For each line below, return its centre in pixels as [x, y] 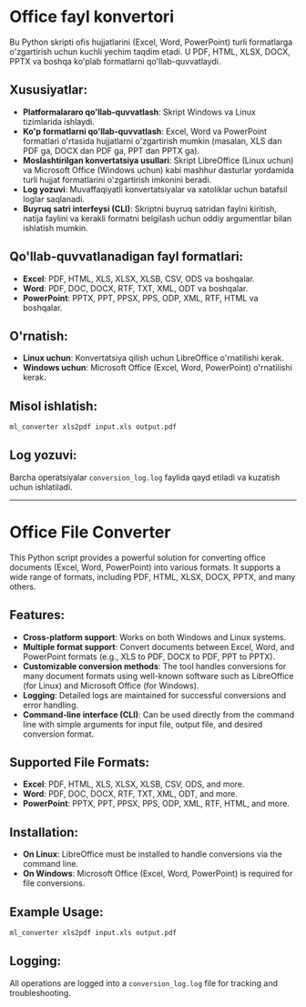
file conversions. [54, 883]
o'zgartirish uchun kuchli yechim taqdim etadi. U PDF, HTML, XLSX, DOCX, [150, 51]
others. [23, 586]
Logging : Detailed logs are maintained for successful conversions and [154, 695]
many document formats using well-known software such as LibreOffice [158, 676]
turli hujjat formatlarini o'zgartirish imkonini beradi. [117, 179]
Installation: [44, 832]
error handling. [51, 705]
